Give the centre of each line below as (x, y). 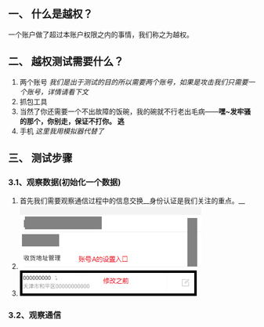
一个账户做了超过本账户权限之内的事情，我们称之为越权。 (101, 35)
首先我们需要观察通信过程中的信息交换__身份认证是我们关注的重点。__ (132, 201)
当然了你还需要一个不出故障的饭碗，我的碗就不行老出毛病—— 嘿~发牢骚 (135, 111)
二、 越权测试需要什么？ (66, 62)
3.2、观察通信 (34, 315)
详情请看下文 (67, 92)
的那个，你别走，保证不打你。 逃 (72, 121)
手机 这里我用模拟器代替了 (61, 131)
